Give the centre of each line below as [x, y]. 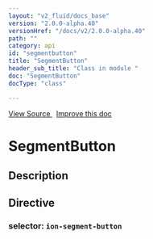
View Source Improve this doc [60, 113]
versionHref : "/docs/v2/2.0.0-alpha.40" [77, 31]
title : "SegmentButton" [48, 61]
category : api [32, 46]
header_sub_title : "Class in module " [73, 69]
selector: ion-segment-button [65, 226]
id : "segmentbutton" [43, 53]
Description [38, 176]
